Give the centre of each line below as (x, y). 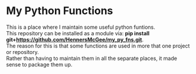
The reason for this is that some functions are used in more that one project (98, 46)
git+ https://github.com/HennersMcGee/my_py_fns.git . (75, 39)
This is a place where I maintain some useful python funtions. (81, 27)
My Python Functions (60, 11)
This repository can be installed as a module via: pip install (78, 33)
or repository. (23, 52)
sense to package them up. (39, 64)
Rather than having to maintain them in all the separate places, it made (92, 58)
